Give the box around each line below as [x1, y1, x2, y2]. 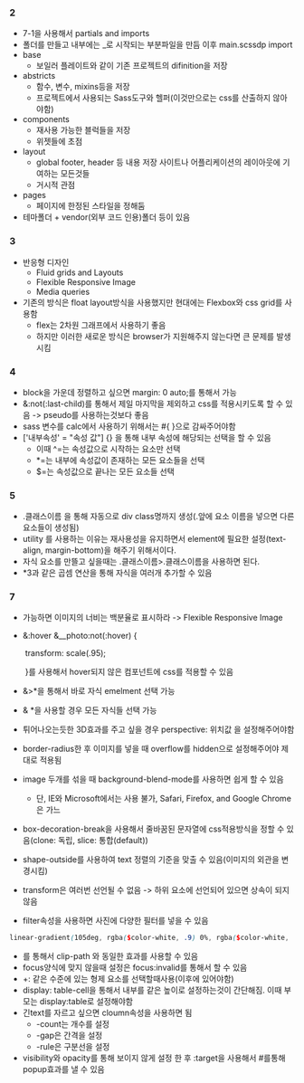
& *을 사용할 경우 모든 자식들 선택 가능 [22, 705, 157, 716]
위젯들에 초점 [35, 136, 83, 147]
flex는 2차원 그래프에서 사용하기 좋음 [35, 319, 166, 330]
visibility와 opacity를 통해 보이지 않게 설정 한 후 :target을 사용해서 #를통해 [22, 1052, 287, 1064]
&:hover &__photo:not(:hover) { [22, 631, 138, 641]
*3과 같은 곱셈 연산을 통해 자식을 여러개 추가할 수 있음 [22, 567, 213, 578]
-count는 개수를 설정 [35, 1019, 110, 1030]
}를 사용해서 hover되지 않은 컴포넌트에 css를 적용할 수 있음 [24, 667, 233, 678]
